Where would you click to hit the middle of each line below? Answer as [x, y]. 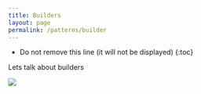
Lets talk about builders [46, 67]
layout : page [29, 23]
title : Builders [35, 15]
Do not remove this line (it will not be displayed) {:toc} [106, 52]
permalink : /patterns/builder [58, 30]
